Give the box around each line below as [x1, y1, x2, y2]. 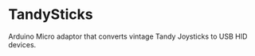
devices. [8, 39, 37, 49]
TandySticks [8, 6, 93, 24]
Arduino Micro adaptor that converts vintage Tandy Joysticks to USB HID [8, 32, 248, 41]
